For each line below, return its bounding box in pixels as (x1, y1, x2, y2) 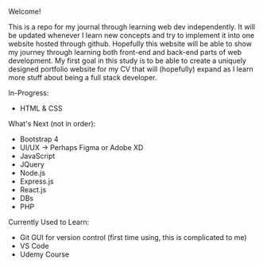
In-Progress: (8, 88, 49, 98)
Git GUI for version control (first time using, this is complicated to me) (19, 233, 248, 242)
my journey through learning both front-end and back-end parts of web (8, 48, 242, 56)
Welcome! (8, 7, 41, 16)
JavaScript (19, 151, 56, 161)
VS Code (19, 242, 49, 250)
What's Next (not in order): (8, 119, 96, 128)
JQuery (19, 160, 45, 169)
